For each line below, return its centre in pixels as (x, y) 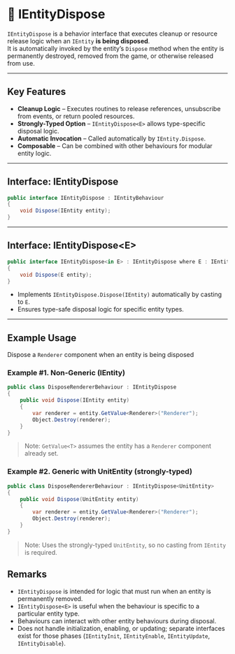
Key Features (37, 92)
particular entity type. (49, 613)
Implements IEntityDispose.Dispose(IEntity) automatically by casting (120, 295)
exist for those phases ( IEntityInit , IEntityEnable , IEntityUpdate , (114, 636)
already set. (41, 453)
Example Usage (42, 338)
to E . (23, 302)
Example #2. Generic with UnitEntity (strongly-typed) (100, 472)
